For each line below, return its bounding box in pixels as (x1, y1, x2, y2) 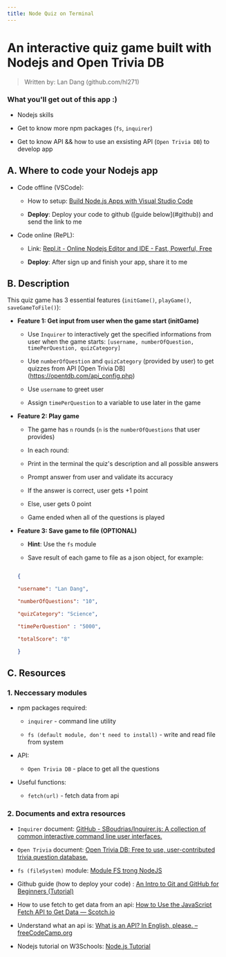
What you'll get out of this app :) (7, 95, 117, 105)
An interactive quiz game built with (7, 39, 212, 55)
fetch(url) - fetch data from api (27, 791, 120, 800)
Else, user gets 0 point (27, 500, 92, 508)
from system (27, 738, 64, 746)
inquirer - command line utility (27, 717, 116, 726)
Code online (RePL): (17, 231, 75, 239)
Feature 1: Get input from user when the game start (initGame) (17, 316, 199, 325)
